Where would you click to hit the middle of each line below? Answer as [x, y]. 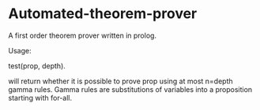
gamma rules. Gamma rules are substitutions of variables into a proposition [130, 89]
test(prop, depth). [37, 66]
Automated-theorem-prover [103, 14]
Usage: [20, 50]
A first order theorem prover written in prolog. [82, 35]
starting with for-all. [40, 97]
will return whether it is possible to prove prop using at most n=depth [121, 81]
